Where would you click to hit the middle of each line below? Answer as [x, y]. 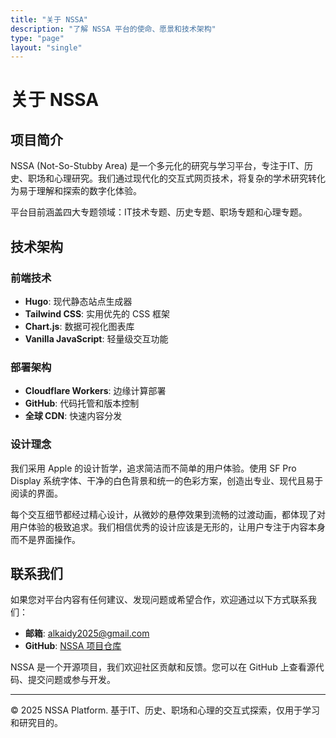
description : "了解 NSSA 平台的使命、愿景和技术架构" [113, 29]
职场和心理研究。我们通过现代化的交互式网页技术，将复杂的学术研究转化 [176, 178]
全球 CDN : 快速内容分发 [73, 416]
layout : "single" [46, 47]
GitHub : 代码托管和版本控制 [82, 403]
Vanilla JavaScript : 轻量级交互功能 [96, 338]
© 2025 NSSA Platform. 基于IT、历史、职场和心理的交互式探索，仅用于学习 [165, 710]
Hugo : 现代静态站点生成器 [78, 301]
